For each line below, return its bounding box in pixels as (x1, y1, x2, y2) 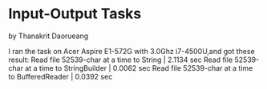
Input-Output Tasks (8, 5, 142, 23)
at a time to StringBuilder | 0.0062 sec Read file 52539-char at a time (25, 63, 253, 72)
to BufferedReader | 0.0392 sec (8, 72, 113, 81)
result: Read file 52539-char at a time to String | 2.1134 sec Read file (8, 55, 233, 64)
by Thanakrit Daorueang (8, 31, 89, 41)
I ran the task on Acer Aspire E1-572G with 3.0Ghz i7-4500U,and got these (8, 46, 255, 56)
